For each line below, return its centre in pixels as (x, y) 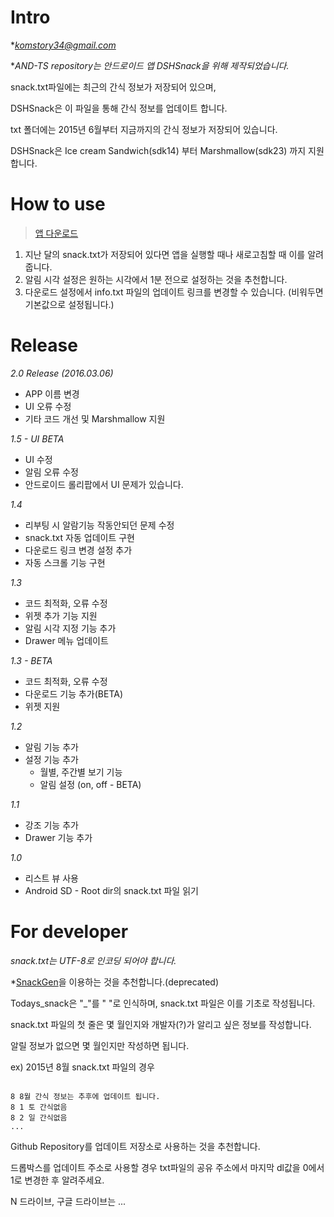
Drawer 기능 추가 (58, 837)
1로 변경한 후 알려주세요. (57, 1180)
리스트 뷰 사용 (51, 878)
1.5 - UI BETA (37, 438)
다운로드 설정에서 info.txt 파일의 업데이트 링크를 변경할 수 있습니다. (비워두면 (174, 292)
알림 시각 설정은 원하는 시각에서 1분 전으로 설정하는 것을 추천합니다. (156, 279)
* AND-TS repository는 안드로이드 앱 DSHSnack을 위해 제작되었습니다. (150, 65)
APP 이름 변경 (52, 393)
